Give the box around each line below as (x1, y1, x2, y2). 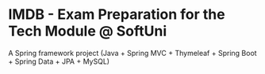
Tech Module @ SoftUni (8, 22, 167, 40)
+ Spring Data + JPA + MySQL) (8, 57, 109, 66)
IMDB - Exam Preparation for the (8, 6, 225, 24)
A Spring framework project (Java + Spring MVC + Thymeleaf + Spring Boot (8, 48, 257, 57)
